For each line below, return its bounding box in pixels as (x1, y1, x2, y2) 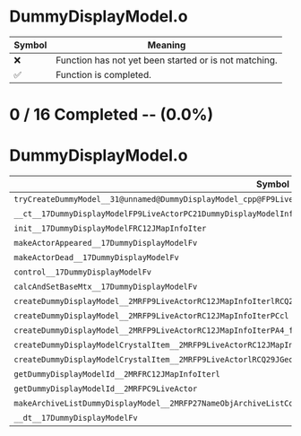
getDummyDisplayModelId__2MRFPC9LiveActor (13, 384, 198, 394)
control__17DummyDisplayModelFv (13, 267, 152, 277)
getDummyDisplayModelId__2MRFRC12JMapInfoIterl (13, 370, 221, 379)
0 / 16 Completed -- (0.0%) (9, 105, 214, 125)
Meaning (147, 39, 186, 51)
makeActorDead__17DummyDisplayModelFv (13, 253, 179, 263)
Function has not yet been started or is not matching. (55, 54, 278, 66)
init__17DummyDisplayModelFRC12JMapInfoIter (13, 223, 207, 234)
